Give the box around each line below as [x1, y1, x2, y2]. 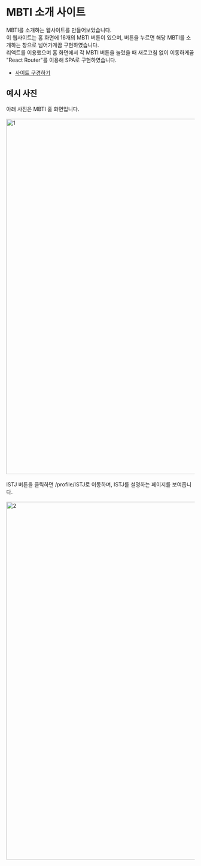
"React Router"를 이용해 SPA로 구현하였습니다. [6, 56, 117, 63]
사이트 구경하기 [14, 69, 51, 76]
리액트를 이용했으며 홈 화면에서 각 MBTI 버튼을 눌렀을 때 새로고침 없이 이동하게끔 [6, 49, 194, 56]
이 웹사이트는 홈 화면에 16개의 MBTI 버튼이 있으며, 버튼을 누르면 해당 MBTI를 [6, 34, 185, 41]
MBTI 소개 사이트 [6, 5, 86, 19]
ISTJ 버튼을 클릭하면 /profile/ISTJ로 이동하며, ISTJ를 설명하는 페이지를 [6, 480, 171, 488]
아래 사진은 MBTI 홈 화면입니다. [6, 105, 80, 113]
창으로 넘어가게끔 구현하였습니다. [22, 41, 99, 49]
